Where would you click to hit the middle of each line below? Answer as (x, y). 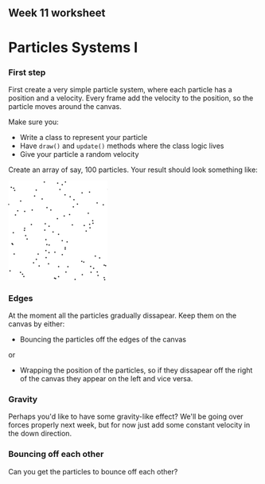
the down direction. (40, 434)
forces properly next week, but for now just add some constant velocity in (129, 425)
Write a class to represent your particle (84, 137)
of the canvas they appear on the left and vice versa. (106, 379)
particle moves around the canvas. (65, 106)
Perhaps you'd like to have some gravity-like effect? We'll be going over (126, 416)
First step (27, 72)
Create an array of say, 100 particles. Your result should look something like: (133, 170)
